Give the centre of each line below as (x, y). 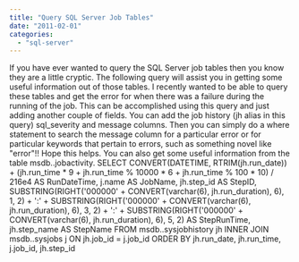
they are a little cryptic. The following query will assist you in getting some (146, 78)
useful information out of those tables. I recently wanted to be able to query (149, 87)
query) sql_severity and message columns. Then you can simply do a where (149, 125)
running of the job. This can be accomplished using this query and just (140, 106)
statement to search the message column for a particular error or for (135, 134)
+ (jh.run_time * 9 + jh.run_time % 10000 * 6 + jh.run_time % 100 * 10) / (142, 173)
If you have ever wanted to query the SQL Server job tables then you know (147, 68)
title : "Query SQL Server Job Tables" (81, 17)
